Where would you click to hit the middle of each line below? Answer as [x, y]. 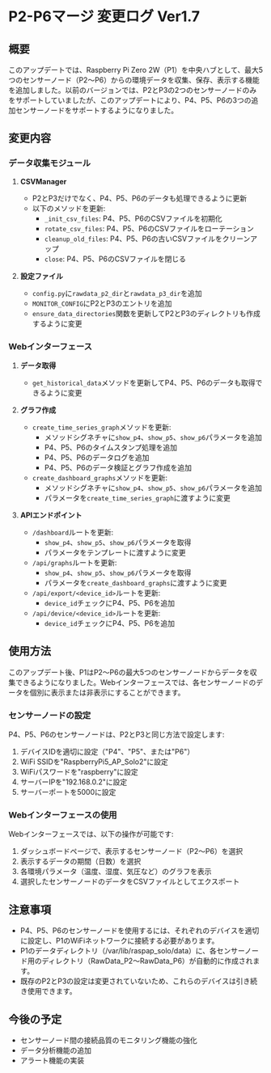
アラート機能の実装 [52, 1061]
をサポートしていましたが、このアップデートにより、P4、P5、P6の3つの [130, 100]
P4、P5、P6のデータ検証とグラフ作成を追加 [118, 467]
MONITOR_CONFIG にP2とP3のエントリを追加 [102, 303]
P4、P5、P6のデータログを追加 [97, 457]
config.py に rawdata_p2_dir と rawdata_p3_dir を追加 [117, 293]
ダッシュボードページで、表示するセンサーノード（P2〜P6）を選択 [131, 851]
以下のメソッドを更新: [69, 208]
